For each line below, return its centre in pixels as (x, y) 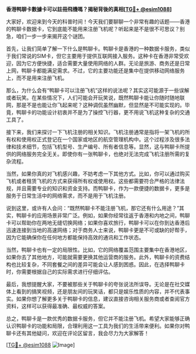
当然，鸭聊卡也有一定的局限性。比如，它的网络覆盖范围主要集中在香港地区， (98, 250)
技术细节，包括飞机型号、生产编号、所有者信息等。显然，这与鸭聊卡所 (100, 147)
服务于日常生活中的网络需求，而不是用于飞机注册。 (67, 196)
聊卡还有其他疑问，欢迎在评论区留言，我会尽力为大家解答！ (78, 333)
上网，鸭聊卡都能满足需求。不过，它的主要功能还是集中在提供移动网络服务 (95, 71)
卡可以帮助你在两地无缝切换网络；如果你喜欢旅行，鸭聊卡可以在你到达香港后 (98, 223)
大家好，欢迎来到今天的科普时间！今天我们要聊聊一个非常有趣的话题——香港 (98, 22)
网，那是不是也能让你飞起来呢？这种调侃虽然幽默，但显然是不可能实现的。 (95, 105)
